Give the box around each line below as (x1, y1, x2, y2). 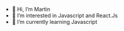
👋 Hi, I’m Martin (11, 6, 51, 13)
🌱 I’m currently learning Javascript (11, 18, 98, 25)
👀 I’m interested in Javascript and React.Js (11, 12, 118, 19)
